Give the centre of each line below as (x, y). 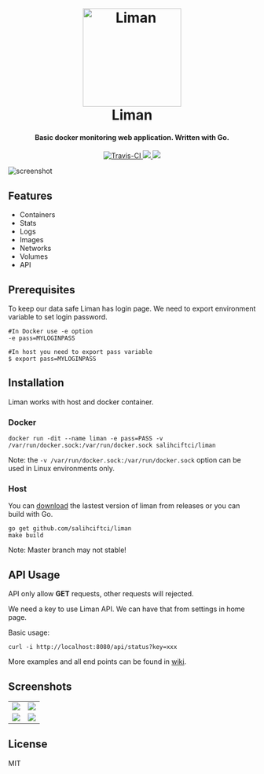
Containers (37, 215)
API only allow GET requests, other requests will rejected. (101, 594)
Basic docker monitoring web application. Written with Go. (132, 137)
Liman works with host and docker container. (81, 402)
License (28, 745)
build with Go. (31, 514)
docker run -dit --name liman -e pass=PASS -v (86, 439)
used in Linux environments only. (62, 469)
